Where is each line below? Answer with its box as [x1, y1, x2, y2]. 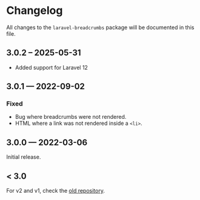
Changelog [6, 4, 63, 18]
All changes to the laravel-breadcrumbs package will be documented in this [6, 24, 195, 31]
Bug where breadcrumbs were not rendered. [15, 113, 127, 121]
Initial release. [6, 153, 41, 161]
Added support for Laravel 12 [15, 64, 88, 71]
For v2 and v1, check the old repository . [6, 187, 105, 195]
